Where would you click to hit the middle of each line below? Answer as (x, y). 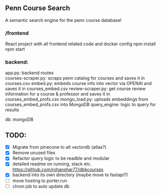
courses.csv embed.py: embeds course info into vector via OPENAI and (79, 84)
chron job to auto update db (41, 186)
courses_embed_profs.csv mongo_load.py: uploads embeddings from (77, 99)
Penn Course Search (38, 8)
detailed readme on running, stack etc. (52, 164)
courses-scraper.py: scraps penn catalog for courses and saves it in (75, 78)
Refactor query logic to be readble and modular (61, 158)
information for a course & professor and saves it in (58, 94)
